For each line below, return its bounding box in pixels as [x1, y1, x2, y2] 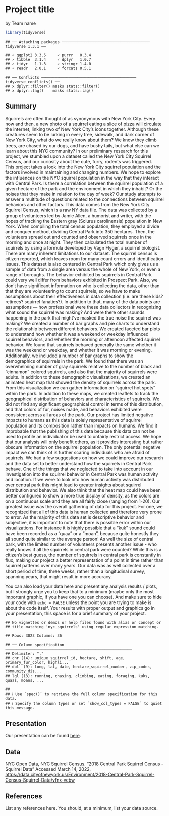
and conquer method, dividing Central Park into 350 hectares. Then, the [5, 228, 155, 234]
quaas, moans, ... [5, 678, 44, 683]
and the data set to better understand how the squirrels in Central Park [5, 460, 152, 466]
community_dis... [5, 668, 42, 674]
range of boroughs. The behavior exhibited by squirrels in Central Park [5, 271, 152, 277]
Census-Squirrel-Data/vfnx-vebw [5, 777, 75, 783]
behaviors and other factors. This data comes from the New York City [5, 201, 150, 207]
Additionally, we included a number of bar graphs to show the [5, 352, 134, 359]
